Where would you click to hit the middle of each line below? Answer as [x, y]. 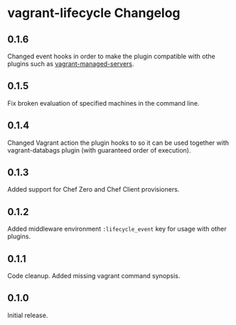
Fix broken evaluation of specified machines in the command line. [103, 103]
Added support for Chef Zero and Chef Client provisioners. [93, 189]
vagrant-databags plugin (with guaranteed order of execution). [99, 150]
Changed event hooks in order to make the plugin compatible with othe [111, 56]
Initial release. [28, 315]
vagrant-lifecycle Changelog [94, 13]
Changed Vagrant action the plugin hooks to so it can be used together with [118, 143]
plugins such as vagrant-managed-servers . [71, 64]
